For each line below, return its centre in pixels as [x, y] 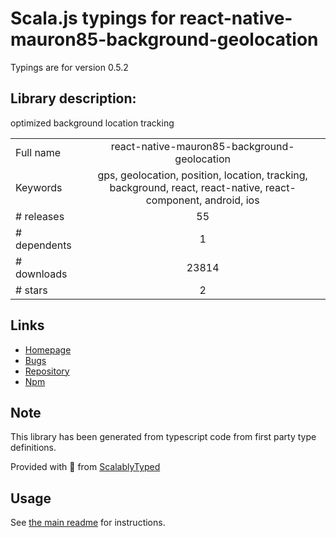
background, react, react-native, [186, 187]
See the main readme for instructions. [88, 523]
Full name [38, 152]
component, [174, 200]
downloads [41, 274]
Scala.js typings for [93, 18]
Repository [47, 371]
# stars [31, 290]
